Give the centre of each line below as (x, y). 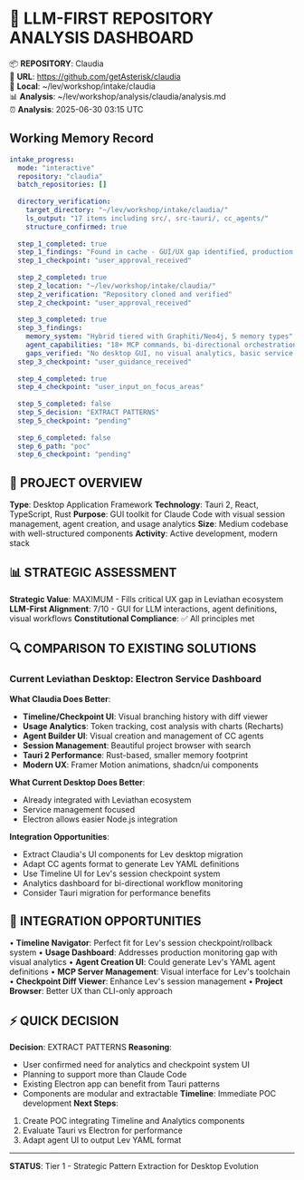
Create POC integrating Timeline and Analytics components (133, 1121)
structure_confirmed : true (76, 227)
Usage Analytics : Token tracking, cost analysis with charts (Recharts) (153, 726)
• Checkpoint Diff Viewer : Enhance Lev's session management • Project (146, 981)
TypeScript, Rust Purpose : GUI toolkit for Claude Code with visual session (147, 514)
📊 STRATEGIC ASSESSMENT (93, 573)
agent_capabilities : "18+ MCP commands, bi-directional (133, 345)
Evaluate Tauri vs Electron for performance (103, 1131)
